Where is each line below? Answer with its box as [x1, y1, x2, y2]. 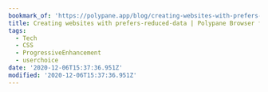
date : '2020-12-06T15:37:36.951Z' [8, 64, 124, 72]
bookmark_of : [8, 11, 52, 20]
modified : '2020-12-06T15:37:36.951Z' [8, 71, 137, 79]
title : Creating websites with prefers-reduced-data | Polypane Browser [8, 19, 255, 27]
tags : [8, 26, 26, 34]
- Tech [15, 34, 37, 42]
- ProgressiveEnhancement [15, 49, 102, 57]
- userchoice [15, 57, 59, 65]
